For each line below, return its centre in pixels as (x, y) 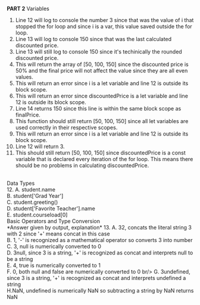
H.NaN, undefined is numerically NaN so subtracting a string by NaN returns (100, 290)
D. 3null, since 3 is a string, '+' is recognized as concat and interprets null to (100, 253)
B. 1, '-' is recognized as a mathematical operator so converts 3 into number (100, 240)
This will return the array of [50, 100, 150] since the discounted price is (102, 64)
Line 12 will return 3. (40, 146)
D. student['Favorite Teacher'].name (51, 208)
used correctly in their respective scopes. (66, 128)
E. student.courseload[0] (37, 215)
